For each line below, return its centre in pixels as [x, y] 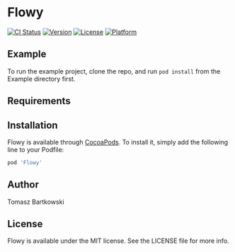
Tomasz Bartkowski [36, 202]
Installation [33, 125]
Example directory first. [41, 79]
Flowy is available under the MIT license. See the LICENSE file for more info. [118, 241]
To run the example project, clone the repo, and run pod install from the [114, 71]
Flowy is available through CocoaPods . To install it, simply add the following [118, 142]
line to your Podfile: [36, 149]
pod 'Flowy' [25, 162]
